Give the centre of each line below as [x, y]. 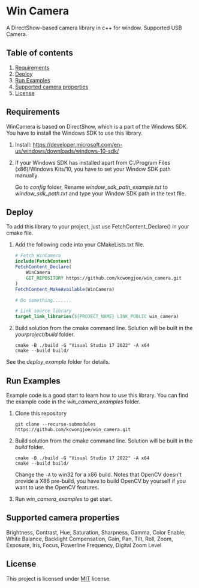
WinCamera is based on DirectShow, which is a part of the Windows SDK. [97, 126]
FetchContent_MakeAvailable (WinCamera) [65, 289]
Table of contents [40, 53]
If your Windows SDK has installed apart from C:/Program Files [93, 162]
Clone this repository [41, 413]
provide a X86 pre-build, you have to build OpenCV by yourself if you [100, 481]
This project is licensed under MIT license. [58, 578]
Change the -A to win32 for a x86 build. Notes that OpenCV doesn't [98, 474]
